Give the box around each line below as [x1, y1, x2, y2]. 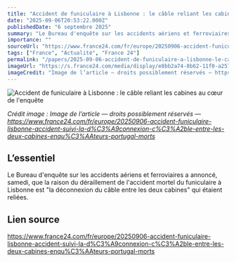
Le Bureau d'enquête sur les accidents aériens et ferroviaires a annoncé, [7, 171, 218, 179]
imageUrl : [7, 63, 37, 70]
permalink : [7, 56, 39, 63]
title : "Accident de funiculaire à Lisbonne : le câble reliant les [7, 10, 212, 18]
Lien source [7, 214, 60, 225]
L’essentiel [7, 152, 55, 164]
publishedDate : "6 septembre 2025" [7, 23, 112, 30]
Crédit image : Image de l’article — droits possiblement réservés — [7, 110, 202, 118]
